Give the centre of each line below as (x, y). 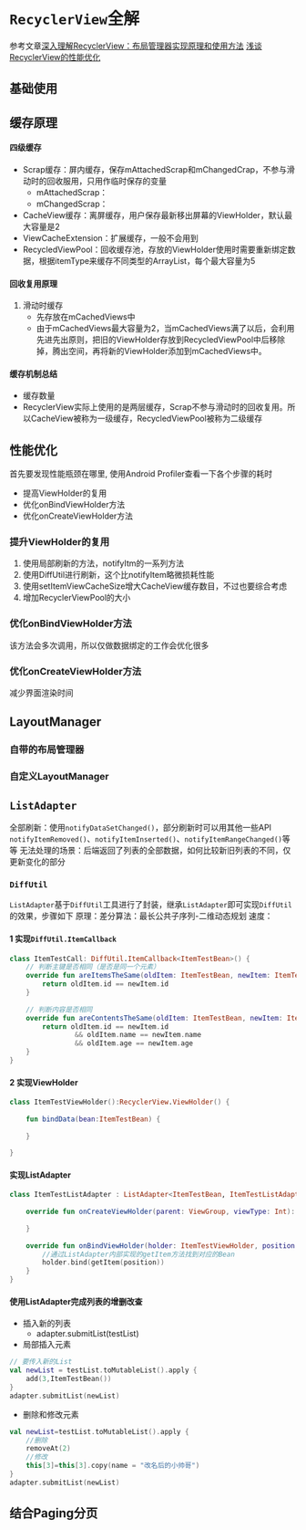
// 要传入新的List (41, 1362)
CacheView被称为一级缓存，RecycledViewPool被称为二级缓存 (146, 419)
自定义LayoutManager (59, 777)
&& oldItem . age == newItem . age (134, 1043)
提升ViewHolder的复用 (60, 542)
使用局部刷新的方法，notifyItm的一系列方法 (103, 563)
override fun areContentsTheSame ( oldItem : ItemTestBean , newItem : (154, 1018)
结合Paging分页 (54, 1513)
